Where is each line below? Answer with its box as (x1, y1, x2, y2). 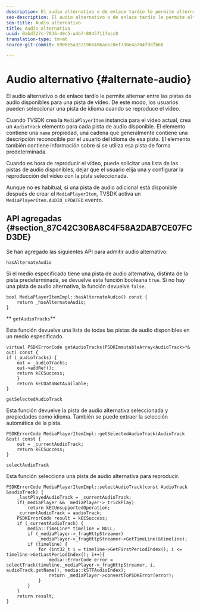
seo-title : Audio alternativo (6, 20, 82, 26)
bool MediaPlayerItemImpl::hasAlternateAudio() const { (6, 294, 148, 300)
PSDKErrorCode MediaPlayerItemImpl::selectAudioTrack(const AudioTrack (6, 484, 187, 490)
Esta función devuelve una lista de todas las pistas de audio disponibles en (6, 326, 190, 334)
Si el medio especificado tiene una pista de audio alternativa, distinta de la (6, 270, 189, 277)
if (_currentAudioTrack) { (17, 520, 84, 526)
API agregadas (6, 213, 62, 224)
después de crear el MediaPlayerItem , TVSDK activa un (6, 190, 141, 197)
